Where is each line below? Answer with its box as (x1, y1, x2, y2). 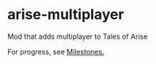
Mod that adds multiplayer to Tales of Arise (7, 32, 148, 41)
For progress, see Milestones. (7, 47, 105, 56)
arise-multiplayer (7, 6, 124, 24)
